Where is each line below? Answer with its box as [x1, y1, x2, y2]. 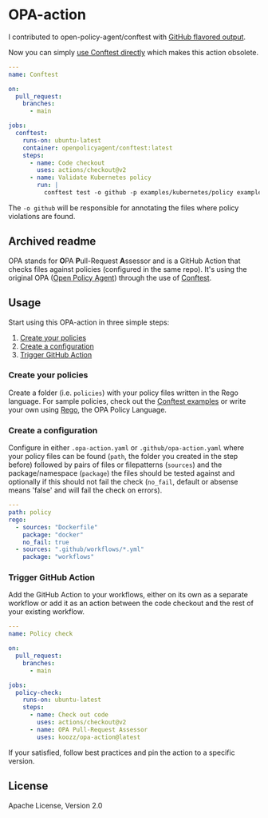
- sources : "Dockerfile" [15, 523, 98, 531]
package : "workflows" [22, 553, 94, 561]
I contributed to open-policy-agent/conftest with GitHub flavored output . [8, 32, 246, 42]
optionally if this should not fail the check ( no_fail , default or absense [8, 477, 238, 487]
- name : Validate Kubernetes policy [29, 174, 152, 182]
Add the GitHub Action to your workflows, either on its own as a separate [8, 590, 249, 600]
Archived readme [8, 234, 97, 249]
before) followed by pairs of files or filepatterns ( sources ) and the [8, 460, 223, 469]
